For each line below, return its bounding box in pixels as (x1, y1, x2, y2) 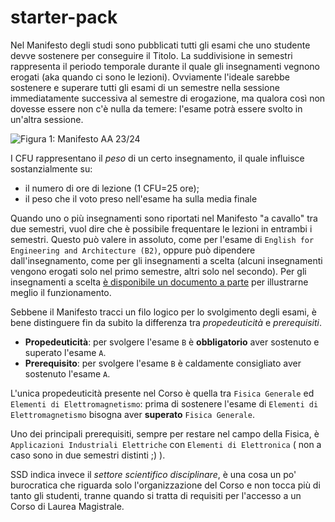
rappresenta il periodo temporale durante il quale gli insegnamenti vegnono (10, 60, 320, 72)
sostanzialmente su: (10, 162, 93, 175)
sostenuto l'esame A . (24, 367, 111, 380)
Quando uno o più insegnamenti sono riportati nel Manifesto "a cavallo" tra (10, 212, 318, 224)
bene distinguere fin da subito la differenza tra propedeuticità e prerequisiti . (10, 316, 322, 328)
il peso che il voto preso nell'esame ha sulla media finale (24, 192, 258, 205)
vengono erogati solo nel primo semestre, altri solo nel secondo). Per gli (10, 265, 307, 277)
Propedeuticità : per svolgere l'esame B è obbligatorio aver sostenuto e (24, 336, 320, 348)
